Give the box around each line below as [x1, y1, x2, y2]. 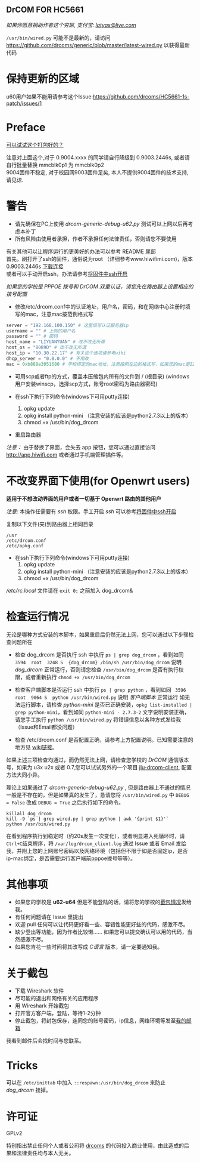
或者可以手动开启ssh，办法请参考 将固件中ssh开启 [6, 270, 128, 277]
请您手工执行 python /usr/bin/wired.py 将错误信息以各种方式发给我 [14, 716, 182, 723]
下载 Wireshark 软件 [14, 987, 64, 994]
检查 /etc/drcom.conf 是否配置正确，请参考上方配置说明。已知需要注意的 [14, 736, 193, 743]
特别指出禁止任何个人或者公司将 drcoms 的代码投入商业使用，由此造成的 [6, 1142, 185, 1149]
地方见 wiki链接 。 [14, 743, 58, 751]
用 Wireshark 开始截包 [14, 1002, 70, 1009]
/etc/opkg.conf [6, 543, 44, 548]
